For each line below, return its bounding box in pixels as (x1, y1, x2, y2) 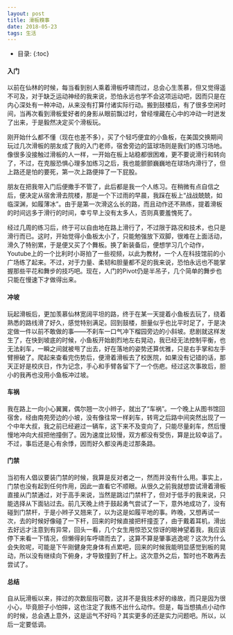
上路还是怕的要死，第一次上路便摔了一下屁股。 (7, 168, 141, 176)
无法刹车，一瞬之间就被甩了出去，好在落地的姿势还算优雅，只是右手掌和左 (7, 344, 220, 353)
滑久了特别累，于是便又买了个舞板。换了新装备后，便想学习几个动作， (7, 241, 208, 249)
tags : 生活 (7, 29, 37, 37)
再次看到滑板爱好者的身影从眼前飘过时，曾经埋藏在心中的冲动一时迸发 (25, 109, 226, 118)
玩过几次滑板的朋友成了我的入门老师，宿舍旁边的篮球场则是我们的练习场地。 (7, 142, 226, 150)
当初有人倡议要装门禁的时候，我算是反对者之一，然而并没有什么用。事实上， (7, 474, 226, 482)
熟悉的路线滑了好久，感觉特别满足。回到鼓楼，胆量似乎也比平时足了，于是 (7, 318, 220, 327)
